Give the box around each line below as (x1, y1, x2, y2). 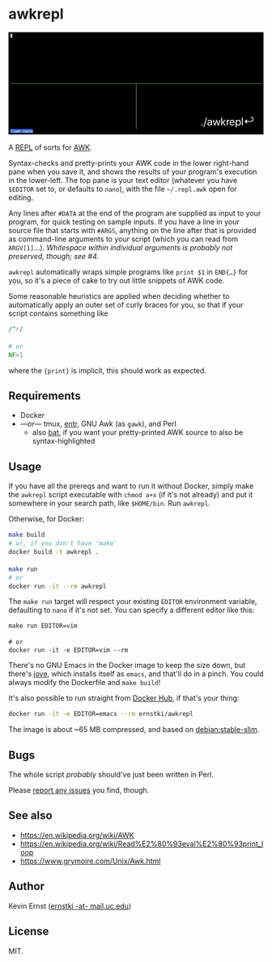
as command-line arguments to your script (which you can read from (8, 234, 239, 244)
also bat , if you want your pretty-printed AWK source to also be (32, 428, 244, 437)
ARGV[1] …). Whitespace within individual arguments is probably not (8, 243, 233, 253)
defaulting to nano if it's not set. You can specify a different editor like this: (8, 605, 255, 615)
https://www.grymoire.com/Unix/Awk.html (19, 856, 161, 866)
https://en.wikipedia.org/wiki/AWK (19, 830, 135, 840)
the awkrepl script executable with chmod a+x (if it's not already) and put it (8, 490, 253, 500)
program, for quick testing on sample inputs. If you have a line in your (8, 217, 240, 227)
